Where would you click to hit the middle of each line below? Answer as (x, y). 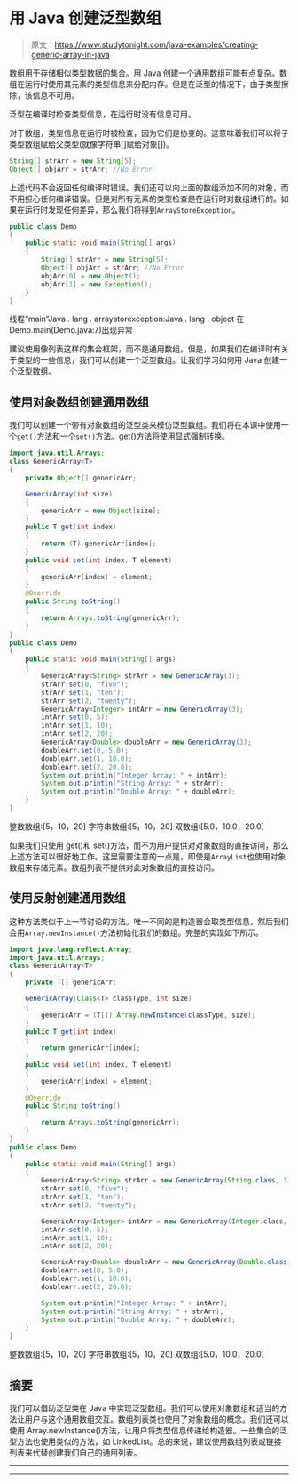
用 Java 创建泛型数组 (86, 18)
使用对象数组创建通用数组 (79, 402)
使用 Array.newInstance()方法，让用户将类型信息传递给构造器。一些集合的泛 (149, 1430)
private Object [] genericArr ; (81, 478)
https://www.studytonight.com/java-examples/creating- (157, 44)
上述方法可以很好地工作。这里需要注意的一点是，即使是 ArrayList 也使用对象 (148, 856)
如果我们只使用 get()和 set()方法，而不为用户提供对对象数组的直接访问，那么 (149, 845)
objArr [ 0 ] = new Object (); (91, 276)
